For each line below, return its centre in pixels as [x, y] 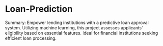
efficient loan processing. [31, 38]
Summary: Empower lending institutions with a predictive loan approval [77, 23]
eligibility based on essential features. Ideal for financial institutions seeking [81, 33]
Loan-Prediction [39, 9]
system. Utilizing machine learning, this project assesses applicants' [74, 27]
